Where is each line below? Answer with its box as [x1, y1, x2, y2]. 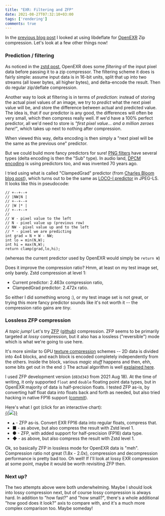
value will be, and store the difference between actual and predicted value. [5, 104, 157, 110]
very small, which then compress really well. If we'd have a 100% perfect [5, 115, 153, 121]
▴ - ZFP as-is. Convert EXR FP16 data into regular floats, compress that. [12, 420, 158, 426]
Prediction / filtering [5, 52, 54, 59]
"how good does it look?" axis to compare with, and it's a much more [5, 500, 145, 506]
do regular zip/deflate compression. [5, 85, 78, 90]
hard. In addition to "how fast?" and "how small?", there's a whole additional [5, 495, 159, 501]
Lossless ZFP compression [5, 317, 71, 324]
